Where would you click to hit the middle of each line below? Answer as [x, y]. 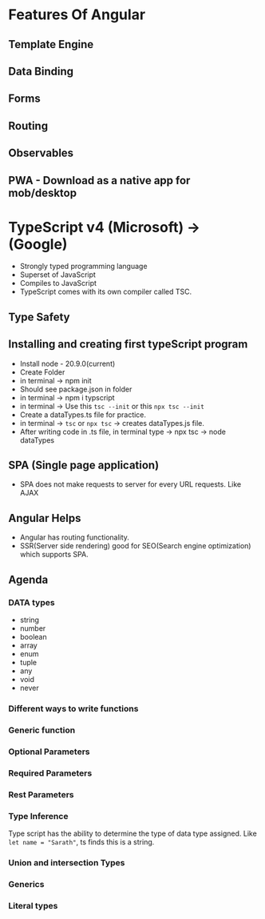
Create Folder [42, 372]
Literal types [33, 905]
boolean [33, 636]
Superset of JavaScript [57, 275]
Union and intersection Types [67, 862]
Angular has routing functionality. [75, 537]
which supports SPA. [54, 555]
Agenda [28, 579]
